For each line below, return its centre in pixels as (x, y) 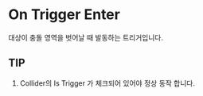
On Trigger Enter (64, 15)
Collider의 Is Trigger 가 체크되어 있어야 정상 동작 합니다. (107, 83)
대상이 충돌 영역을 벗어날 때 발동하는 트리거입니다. (86, 37)
